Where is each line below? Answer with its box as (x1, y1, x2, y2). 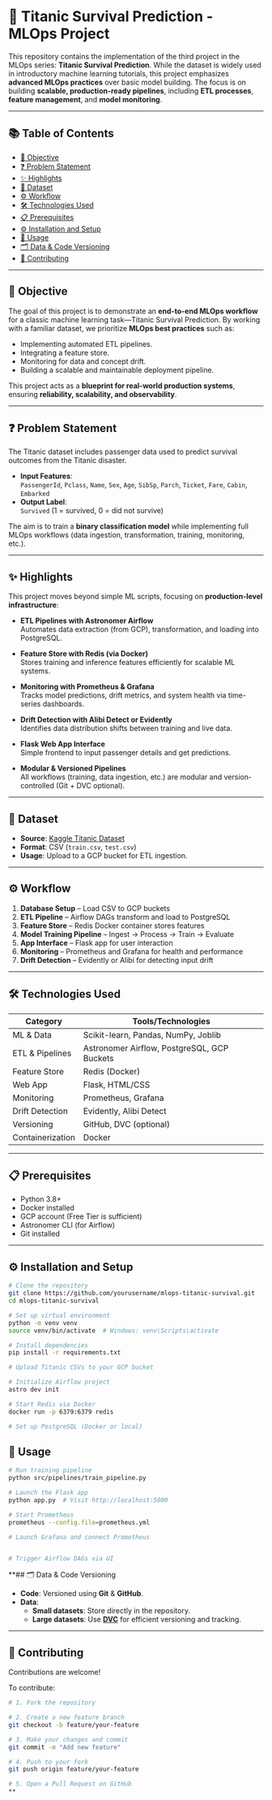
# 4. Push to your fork (8, 1758, 89, 1766)
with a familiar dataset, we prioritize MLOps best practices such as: (8, 323, 235, 333)
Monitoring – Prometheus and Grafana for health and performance (19, 946, 244, 956)
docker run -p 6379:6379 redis (8, 1408, 114, 1416)
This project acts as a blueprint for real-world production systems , (8, 381, 236, 391)
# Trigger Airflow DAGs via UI (8, 1555, 114, 1563)
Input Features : (19, 471, 73, 481)
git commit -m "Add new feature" (8, 1743, 121, 1751)
